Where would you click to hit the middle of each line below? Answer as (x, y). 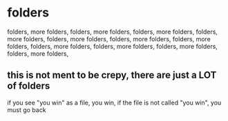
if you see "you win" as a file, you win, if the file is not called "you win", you (114, 102)
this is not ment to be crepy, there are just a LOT (112, 75)
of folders (29, 86)
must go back (27, 110)
